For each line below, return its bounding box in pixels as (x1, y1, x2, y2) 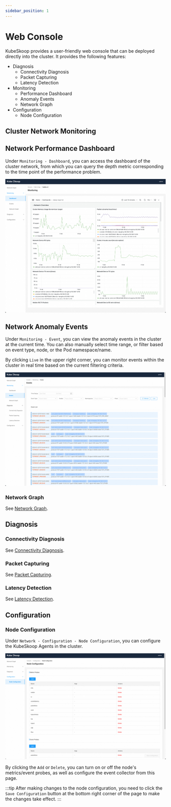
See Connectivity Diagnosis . (5, 547, 65, 553)
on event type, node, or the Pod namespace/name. (5, 347, 112, 353)
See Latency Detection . (5, 596, 54, 602)
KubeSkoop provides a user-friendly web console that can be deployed (5, 48, 155, 54)
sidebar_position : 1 (5, 8, 49, 13)
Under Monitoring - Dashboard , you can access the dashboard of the (5, 158, 151, 164)
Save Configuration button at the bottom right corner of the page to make (5, 790, 160, 796)
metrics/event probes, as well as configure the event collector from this (5, 770, 155, 776)
